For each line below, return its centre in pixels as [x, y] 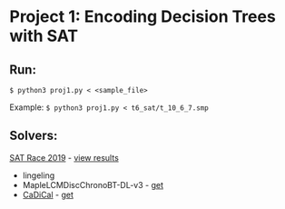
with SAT [44, 36]
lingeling [39, 175]
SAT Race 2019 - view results [64, 157]
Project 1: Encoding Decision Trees [143, 17]
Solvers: [34, 136]
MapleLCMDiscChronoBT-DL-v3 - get [93, 184]
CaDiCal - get [48, 194]
